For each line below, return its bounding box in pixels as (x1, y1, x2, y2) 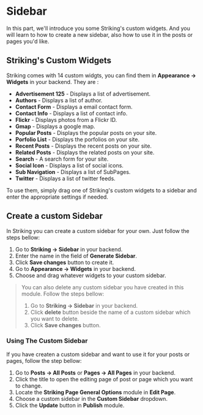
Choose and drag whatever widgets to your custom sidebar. (15, 272, 166, 279)
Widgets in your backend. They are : (6, 78, 99, 85)
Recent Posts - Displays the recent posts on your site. (15, 142, 152, 150)
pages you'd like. (6, 37, 50, 45)
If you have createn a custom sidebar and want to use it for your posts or (6, 351, 190, 358)
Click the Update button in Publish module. (15, 402, 125, 409)
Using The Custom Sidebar (6, 337, 88, 345)
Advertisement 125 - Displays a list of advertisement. (15, 90, 151, 97)
